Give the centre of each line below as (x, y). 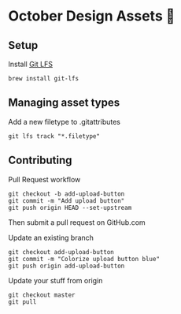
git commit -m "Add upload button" (66, 200)
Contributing (40, 161)
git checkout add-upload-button (61, 252)
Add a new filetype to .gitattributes (64, 121)
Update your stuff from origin (55, 280)
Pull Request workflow (44, 179)
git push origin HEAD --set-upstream (70, 207)
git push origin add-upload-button (66, 266)
